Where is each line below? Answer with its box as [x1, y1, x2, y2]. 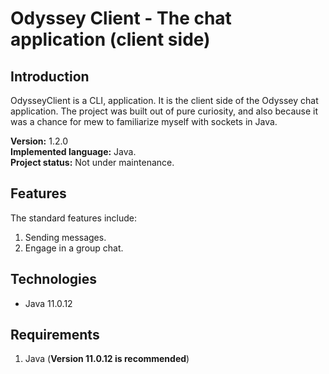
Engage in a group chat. [24, 242, 124, 254]
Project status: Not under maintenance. [10, 157, 175, 168]
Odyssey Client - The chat [10, 7, 232, 30]
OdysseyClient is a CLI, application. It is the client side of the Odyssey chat [10, 95, 319, 106]
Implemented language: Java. [10, 146, 137, 157]
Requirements [10, 327, 100, 344]
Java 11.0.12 [24, 297, 73, 309]
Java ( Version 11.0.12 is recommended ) [24, 353, 190, 365]
